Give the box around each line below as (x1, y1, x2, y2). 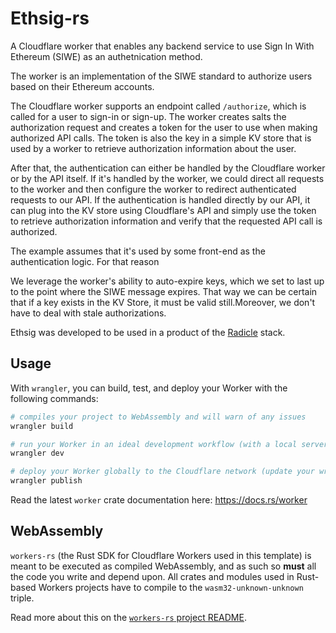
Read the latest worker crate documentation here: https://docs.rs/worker (10, 494, 308, 506)
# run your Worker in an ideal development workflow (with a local (10, 439, 298, 449)
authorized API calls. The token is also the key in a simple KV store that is (10, 132, 312, 144)
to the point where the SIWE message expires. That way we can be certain (10, 285, 318, 297)
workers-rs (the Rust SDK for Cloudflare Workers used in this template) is (10, 549, 312, 561)
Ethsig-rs (10, 7, 90, 30)
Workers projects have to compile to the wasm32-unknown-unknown (38, 581, 304, 593)
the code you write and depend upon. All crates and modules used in (10, 570, 295, 582)
